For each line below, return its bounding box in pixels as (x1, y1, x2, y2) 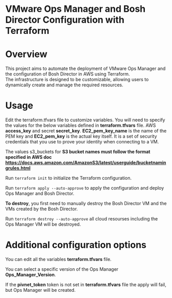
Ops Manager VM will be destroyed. (5, 221, 81, 228)
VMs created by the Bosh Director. (5, 206, 78, 212)
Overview (5, 48, 48, 60)
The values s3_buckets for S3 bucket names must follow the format (5, 148, 150, 155)
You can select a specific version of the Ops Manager (5, 266, 119, 272)
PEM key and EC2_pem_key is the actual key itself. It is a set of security (5, 133, 157, 139)
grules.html (5, 165, 31, 171)
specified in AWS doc (5, 154, 52, 160)
